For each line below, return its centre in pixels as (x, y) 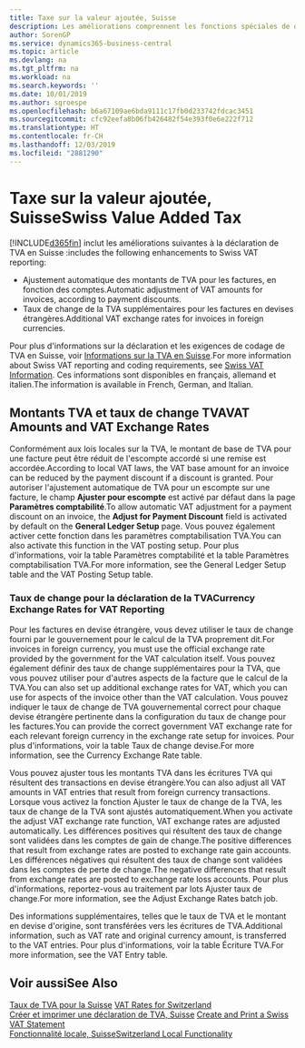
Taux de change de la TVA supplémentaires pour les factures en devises (158, 308)
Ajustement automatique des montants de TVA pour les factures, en (149, 279)
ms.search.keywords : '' (54, 86)
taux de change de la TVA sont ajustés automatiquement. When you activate (151, 811)
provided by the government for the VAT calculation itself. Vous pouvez (143, 658)
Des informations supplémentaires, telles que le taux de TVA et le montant (148, 916)
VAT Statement (37, 1024)
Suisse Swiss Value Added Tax (126, 217)
